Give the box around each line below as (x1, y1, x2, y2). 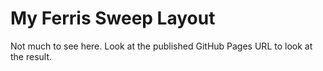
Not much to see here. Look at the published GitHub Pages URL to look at (10, 40, 313, 52)
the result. (10, 50, 53, 62)
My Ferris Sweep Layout (10, 7, 216, 30)
